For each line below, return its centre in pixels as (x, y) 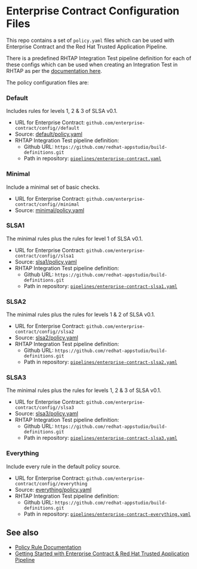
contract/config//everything (51, 484)
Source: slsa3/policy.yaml (47, 414)
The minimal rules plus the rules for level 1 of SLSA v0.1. (75, 238)
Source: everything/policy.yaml (53, 490)
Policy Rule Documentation (48, 547)
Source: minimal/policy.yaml (50, 210)
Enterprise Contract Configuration (93, 11)
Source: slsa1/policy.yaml (46, 262)
